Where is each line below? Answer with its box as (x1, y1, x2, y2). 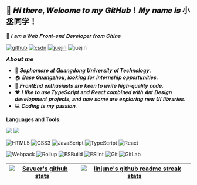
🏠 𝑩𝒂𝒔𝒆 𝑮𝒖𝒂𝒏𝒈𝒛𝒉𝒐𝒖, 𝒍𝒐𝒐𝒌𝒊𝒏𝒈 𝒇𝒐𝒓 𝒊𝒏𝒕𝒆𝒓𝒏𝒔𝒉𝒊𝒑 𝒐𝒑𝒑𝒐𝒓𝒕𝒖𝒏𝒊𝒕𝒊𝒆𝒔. (14, 74, 158, 81)
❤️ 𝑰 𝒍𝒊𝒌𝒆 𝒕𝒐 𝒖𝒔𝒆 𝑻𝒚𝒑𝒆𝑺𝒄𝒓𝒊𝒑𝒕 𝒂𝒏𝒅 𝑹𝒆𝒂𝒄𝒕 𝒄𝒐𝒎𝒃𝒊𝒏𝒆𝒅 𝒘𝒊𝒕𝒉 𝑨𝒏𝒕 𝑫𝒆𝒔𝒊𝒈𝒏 (14, 88, 172, 95)
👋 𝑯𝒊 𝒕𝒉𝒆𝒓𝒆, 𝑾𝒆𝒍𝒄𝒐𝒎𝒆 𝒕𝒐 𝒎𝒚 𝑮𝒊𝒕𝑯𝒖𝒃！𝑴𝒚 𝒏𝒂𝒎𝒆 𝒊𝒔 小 (6, 5, 191, 16)
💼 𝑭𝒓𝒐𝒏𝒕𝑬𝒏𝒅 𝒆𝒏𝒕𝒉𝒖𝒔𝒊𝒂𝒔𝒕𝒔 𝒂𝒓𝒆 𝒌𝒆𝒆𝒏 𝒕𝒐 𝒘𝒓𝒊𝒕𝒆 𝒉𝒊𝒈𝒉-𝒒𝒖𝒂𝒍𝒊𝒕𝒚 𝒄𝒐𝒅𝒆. (14, 82, 164, 89)
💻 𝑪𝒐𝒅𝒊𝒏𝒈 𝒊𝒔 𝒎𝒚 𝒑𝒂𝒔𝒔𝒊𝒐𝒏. (14, 102, 77, 109)
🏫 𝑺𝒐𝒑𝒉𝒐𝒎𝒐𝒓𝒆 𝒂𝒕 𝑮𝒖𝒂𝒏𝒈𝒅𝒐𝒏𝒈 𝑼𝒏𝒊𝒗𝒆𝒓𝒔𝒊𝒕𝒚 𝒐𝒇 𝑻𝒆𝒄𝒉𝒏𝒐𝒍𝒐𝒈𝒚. (14, 67, 151, 74)
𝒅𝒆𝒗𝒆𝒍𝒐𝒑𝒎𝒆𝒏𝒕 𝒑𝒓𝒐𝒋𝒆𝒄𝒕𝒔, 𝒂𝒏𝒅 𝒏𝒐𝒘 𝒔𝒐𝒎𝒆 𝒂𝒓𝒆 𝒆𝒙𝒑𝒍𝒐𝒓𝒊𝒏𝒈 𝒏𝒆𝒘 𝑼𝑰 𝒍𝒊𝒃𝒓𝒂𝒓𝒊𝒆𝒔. (14, 95, 186, 102)
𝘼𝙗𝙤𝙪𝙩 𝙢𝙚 (6, 55, 34, 63)
